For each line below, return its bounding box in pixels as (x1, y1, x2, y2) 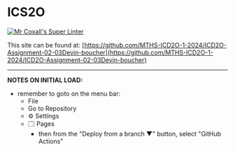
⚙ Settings (27, 111, 59, 120)
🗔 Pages (27, 120, 55, 128)
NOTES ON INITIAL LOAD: (7, 75, 83, 84)
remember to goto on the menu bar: (17, 89, 121, 98)
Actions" (38, 137, 64, 145)
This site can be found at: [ (7, 41, 85, 49)
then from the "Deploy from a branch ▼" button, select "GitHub (38, 129, 222, 138)
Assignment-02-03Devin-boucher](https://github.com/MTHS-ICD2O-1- (7, 48, 213, 57)
